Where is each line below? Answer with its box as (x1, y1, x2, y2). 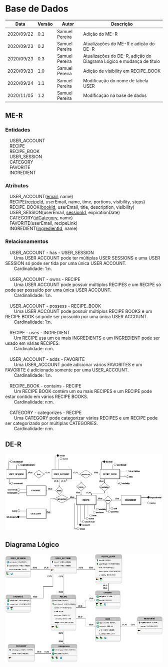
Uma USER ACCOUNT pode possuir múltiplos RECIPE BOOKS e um (14, 308, 152, 314)
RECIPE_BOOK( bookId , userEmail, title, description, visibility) (9, 204, 135, 210)
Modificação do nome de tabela (83, 77, 148, 83)
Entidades (5, 126, 30, 133)
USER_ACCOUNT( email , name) (9, 194, 73, 200)
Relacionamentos (5, 238, 48, 245)
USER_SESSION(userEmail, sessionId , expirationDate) (9, 209, 120, 216)
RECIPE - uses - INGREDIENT (9, 329, 70, 335)
